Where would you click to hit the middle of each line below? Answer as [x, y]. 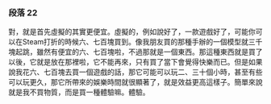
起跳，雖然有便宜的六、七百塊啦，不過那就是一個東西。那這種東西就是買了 [139, 52]
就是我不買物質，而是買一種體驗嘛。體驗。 [79, 92]
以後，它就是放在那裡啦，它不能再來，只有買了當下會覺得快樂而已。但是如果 [135, 62]
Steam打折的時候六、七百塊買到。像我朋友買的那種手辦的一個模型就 [135, 42]
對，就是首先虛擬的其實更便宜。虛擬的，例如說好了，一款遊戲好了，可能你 [132, 32]
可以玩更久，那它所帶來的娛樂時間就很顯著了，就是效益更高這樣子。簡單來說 [135, 82]
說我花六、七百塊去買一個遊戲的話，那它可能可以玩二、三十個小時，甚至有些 [135, 72]
